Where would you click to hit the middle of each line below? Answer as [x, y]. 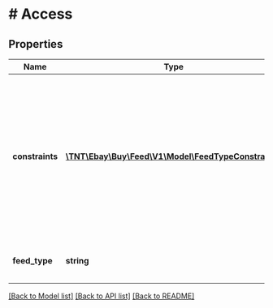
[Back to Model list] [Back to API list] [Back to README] [102, 296]
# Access [41, 14]
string [77, 261]
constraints [35, 156]
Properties [36, 44]
